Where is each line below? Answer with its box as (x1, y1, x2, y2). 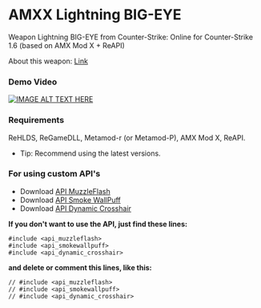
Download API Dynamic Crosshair (19, 203, 132, 213)
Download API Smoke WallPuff (19, 195, 122, 205)
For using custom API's (8, 168, 101, 180)
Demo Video (8, 76, 58, 87)
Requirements (8, 115, 65, 126)
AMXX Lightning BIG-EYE (8, 6, 182, 24)
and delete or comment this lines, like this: (8, 262, 152, 272)
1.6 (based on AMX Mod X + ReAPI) (8, 40, 126, 50)
